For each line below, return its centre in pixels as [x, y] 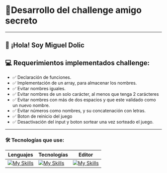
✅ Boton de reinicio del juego [42, 116]
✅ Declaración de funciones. [42, 77]
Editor [86, 155]
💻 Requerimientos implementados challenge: [78, 63]
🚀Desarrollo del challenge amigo [73, 10]
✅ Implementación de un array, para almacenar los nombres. [75, 83]
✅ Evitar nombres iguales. [39, 89]
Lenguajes [21, 155]
